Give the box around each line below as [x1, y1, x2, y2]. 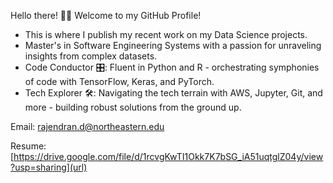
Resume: [10, 140, 47, 152]
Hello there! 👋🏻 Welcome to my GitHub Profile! [10, 10, 202, 21]
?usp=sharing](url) [10, 161, 88, 173]
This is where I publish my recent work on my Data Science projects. [24, 29, 308, 40]
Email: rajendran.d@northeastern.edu [10, 121, 165, 132]
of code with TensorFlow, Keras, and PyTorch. [24, 76, 215, 87]
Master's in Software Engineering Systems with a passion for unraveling [24, 40, 322, 51]
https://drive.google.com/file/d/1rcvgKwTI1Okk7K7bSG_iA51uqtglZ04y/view [13, 151, 324, 162]
